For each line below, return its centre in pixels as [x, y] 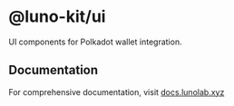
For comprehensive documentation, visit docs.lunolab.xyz [117, 92]
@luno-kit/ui [57, 17]
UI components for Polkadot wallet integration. [95, 42]
